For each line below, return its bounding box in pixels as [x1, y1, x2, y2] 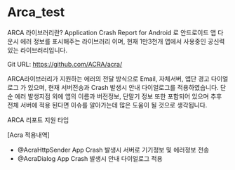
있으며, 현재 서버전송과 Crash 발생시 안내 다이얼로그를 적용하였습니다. [27, 83, 219, 91]
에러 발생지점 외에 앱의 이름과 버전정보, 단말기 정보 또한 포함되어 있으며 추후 [14, 92, 222, 100]
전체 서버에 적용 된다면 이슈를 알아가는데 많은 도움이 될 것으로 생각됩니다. [7, 100, 208, 109]
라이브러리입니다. [20, 46, 68, 54]
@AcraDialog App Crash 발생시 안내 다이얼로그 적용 [17, 154, 163, 162]
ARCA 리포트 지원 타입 [7, 115, 69, 124]
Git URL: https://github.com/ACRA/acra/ [7, 60, 123, 68]
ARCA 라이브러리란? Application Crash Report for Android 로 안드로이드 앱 [7, 28, 216, 37]
